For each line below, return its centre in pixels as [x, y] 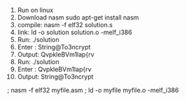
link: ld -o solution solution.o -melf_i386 [75, 32]
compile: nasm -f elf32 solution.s [65, 25]
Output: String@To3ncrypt [55, 77]
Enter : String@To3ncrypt [54, 47]
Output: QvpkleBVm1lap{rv [56, 54]
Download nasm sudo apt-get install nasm [78, 17]
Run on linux [35, 10]
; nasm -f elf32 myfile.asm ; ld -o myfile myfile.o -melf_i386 [93, 90]
